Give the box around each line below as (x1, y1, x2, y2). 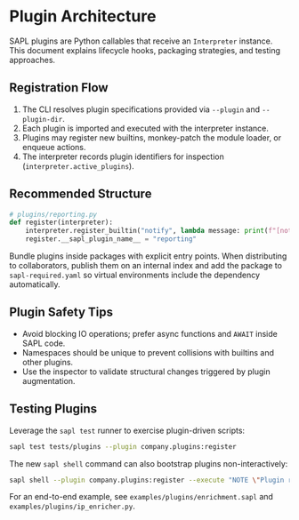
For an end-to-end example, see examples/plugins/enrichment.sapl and (9, 492, 274, 502)
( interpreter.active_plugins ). (21, 160, 135, 171)
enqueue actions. (21, 141, 86, 152)
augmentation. (21, 375, 76, 386)
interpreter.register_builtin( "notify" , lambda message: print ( (25, 227, 269, 236)
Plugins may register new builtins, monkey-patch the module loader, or (21, 132, 282, 143)
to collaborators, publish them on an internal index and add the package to (9, 260, 283, 271)
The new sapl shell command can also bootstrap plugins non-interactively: (9, 458, 288, 468)
